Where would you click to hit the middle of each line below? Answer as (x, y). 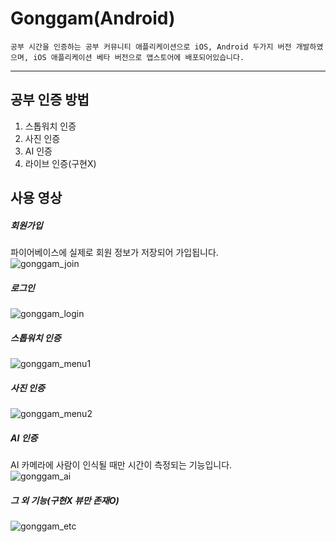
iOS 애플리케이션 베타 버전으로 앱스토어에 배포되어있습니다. (139, 57)
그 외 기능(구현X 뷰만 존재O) (65, 500)
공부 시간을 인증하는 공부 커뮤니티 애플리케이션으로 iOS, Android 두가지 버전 (151, 47)
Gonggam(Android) (93, 18)
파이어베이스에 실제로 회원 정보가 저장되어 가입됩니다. (114, 253)
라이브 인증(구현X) (60, 163)
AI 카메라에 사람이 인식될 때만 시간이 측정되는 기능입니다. (121, 464)
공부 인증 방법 (50, 100)
